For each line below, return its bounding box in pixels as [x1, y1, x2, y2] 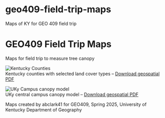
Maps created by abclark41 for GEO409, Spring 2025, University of [5, 101, 147, 107]
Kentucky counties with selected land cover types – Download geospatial [5, 70, 160, 77]
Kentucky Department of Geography [5, 106, 82, 113]
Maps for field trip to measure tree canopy [5, 55, 95, 61]
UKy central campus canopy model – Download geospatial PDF [5, 91, 139, 98]
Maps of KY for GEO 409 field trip [5, 20, 77, 27]
